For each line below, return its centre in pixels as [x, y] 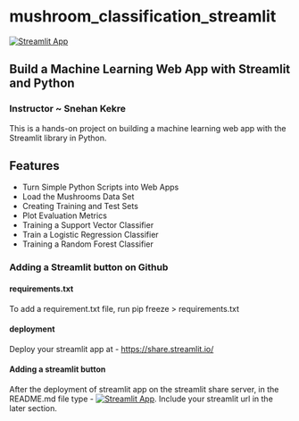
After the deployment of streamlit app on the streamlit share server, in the [144, 389]
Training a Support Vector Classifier [88, 225]
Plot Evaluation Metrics [64, 215]
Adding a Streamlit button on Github [89, 267]
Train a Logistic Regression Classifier [90, 235]
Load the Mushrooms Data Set [78, 197]
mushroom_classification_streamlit [143, 17]
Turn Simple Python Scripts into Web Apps [100, 187]
